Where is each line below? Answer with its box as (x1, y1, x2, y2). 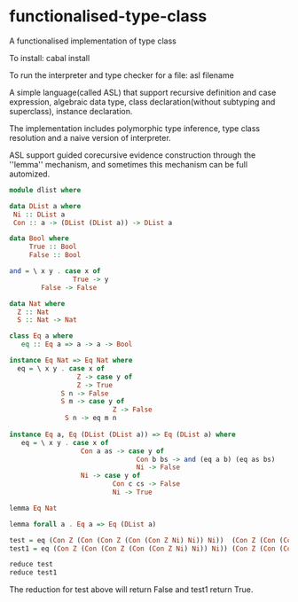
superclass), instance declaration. (9, 106, 133, 116)
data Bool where (9, 234, 69, 243)
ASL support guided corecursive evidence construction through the (9, 149, 256, 160)
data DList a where (9, 201, 82, 210)
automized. (9, 168, 51, 179)
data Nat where (9, 299, 66, 308)
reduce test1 (9, 568, 58, 577)
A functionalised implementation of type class (9, 35, 177, 46)
